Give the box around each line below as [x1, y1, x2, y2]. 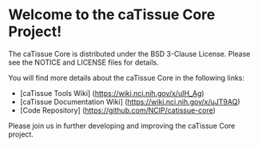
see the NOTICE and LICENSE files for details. [8, 58, 159, 67]
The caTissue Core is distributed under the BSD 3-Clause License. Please [8, 49, 251, 58]
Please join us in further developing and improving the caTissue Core [8, 121, 236, 130]
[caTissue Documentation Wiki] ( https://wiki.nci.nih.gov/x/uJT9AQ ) [19, 97, 240, 106]
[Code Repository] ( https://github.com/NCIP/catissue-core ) [19, 105, 216, 115]
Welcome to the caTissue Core [8, 6, 216, 24]
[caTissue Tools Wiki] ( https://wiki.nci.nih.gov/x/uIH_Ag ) [19, 88, 205, 97]
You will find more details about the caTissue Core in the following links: [8, 73, 245, 82]
